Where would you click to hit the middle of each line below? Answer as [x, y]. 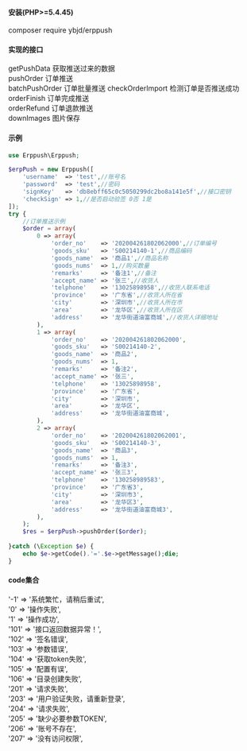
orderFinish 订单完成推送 [49, 99]
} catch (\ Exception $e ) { [51, 547]
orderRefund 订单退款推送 [51, 108]
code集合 [24, 580]
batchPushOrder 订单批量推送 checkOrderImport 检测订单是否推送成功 [124, 88]
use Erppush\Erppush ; [44, 155]
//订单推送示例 [44, 221]
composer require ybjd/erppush [60, 30]
